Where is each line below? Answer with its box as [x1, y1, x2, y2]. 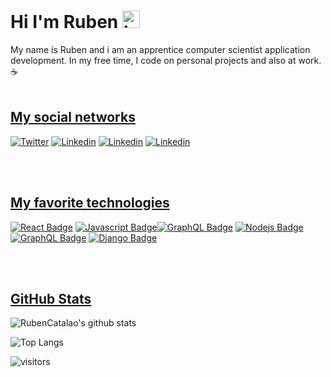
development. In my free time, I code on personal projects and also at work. [10, 54, 322, 66]
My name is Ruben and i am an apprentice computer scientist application [10, 43, 311, 55]
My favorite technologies [10, 195, 170, 212]
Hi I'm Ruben [10, 11, 119, 34]
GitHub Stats [10, 290, 92, 307]
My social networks [10, 109, 136, 126]
